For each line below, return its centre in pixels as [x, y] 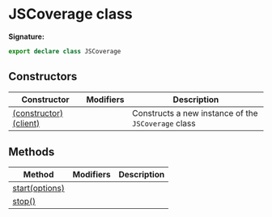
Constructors [43, 77]
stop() [24, 202]
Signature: [26, 36]
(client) [26, 123]
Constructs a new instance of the [195, 113]
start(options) [38, 189]
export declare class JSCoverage [65, 51]
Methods [32, 152]
